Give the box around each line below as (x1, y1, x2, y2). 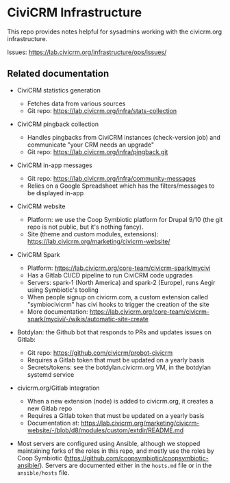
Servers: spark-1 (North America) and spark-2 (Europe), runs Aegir (27, 278, 216, 286)
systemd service (27, 370, 75, 378)
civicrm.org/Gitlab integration (16, 384, 101, 392)
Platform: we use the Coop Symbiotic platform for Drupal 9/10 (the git (27, 215, 223, 223)
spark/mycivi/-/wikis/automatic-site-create (27, 314, 149, 323)
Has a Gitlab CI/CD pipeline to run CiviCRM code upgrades (27, 271, 193, 279)
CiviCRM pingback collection (16, 120, 99, 128)
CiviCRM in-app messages (16, 161, 92, 169)
